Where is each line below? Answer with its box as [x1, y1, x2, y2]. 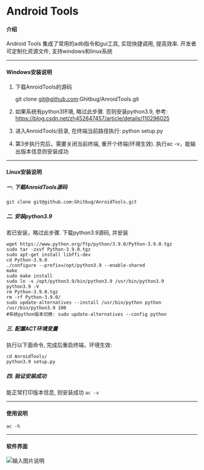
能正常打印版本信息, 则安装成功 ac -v [6, 389, 99, 396]
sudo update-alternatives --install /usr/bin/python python [6, 299, 162, 306]
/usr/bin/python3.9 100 [6, 305, 67, 311]
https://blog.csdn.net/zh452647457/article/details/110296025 [15, 114, 170, 122]
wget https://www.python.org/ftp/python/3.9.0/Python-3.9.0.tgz [6, 241, 172, 247]
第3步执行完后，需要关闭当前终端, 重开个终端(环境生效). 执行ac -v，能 [15, 140, 191, 147]
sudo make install [6, 273, 53, 279]
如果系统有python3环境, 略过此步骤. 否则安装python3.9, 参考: [15, 107, 168, 115]
